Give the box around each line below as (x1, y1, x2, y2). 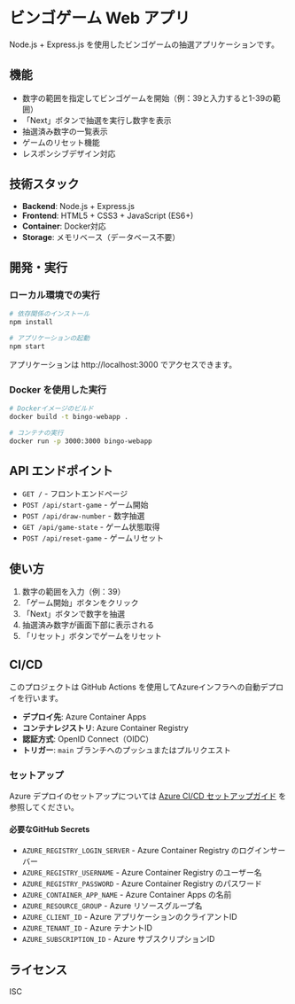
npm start (9, 342, 46, 351)
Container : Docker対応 (21, 221, 106, 231)
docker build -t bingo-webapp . (9, 412, 128, 421)
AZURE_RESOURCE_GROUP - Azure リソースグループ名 (21, 900, 203, 911)
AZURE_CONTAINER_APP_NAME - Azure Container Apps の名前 (21, 890, 232, 900)
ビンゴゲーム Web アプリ (9, 8, 190, 28)
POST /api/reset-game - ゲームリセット (21, 533, 164, 543)
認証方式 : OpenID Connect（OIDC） (21, 733, 153, 744)
